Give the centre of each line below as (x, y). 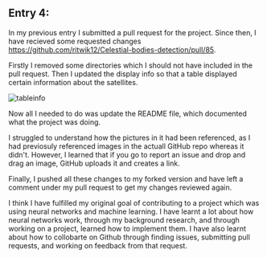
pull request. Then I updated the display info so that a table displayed (123, 74)
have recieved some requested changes (75, 41)
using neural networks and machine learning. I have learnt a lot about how (131, 211)
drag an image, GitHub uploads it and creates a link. (94, 163)
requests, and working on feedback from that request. (98, 245)
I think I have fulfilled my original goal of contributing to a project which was (134, 203)
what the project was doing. (55, 122)
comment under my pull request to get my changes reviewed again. (120, 187)
